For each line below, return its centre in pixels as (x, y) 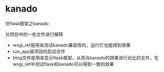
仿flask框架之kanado (27, 23)
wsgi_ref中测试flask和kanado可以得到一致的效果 (63, 64)
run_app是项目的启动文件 (39, 51)
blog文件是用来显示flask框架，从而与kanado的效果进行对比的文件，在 (86, 58)
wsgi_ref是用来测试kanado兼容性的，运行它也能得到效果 (72, 45)
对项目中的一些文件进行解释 (34, 34)
